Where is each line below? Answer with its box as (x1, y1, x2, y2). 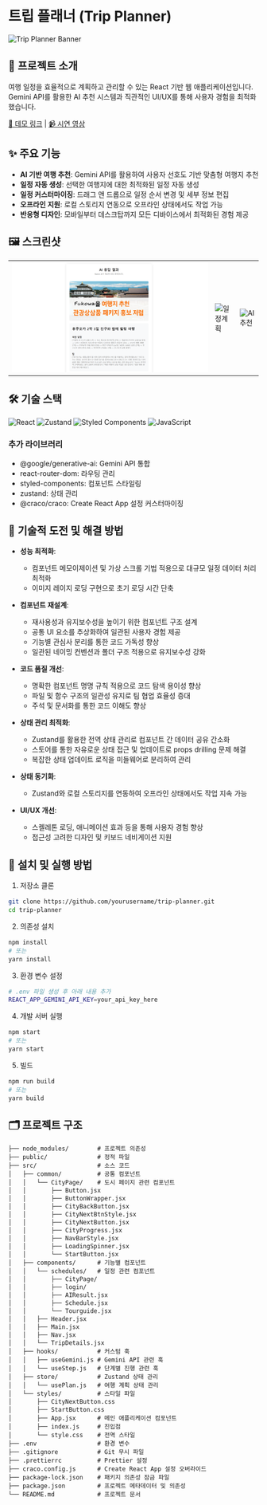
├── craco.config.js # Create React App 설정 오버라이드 (8, 1465, 207, 1473)
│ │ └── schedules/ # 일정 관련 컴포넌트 (8, 1267, 156, 1275)
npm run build (8, 1077, 56, 1085)
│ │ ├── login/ (8, 1283, 87, 1291)
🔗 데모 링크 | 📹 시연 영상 (8, 119, 86, 128)
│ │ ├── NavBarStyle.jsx (8, 1235, 119, 1243)
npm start (8, 1028, 41, 1036)
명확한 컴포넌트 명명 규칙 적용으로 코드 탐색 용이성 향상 (31, 681, 202, 690)
